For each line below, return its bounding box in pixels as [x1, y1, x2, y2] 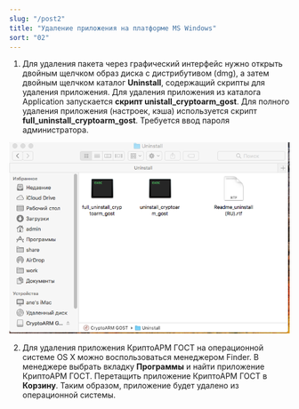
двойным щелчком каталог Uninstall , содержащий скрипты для [21, 77, 265, 88]
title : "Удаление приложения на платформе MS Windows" [9, 23, 217, 33]
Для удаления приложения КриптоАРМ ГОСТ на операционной [21, 342, 264, 353]
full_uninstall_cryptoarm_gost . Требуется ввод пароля [21, 116, 230, 126]
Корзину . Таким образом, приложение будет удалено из [21, 380, 239, 390]
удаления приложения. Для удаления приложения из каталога [21, 87, 261, 98]
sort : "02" [9, 33, 50, 42]
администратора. [21, 124, 89, 135]
